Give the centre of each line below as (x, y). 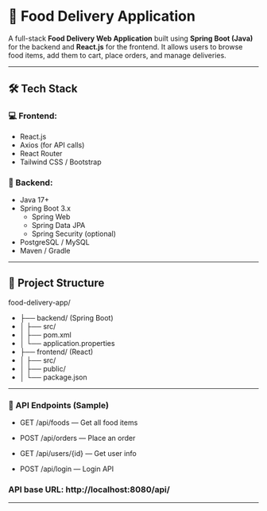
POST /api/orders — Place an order (77, 438)
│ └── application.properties (67, 343)
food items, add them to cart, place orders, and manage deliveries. (117, 55)
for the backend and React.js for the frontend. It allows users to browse (126, 46)
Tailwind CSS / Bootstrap (60, 162)
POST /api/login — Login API (67, 469)
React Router (41, 153)
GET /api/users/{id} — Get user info (78, 454)
